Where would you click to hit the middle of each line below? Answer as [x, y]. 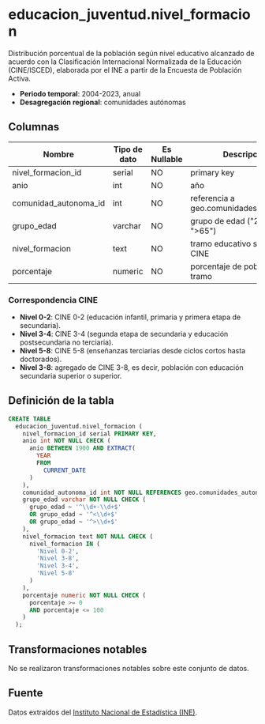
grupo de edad [218, 221]
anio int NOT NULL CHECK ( [67, 441]
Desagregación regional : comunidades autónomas [103, 102]
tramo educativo [221, 243]
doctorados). [41, 359]
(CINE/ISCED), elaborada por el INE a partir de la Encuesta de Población [125, 70]
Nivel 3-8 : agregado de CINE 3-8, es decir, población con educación [131, 368]
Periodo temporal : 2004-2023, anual [80, 93]
